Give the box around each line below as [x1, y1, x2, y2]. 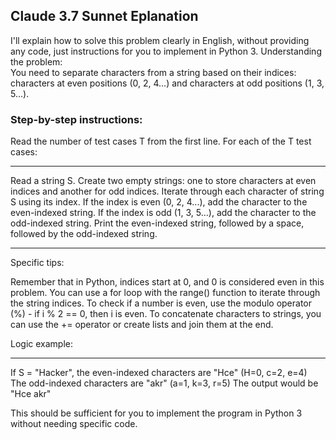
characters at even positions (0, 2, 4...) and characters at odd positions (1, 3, [10, 77, 325, 89]
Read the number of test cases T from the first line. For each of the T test [10, 135, 312, 148]
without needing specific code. [10, 418, 138, 430]
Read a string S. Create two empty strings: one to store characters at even [10, 175, 317, 187]
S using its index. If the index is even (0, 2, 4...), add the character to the [10, 196, 308, 208]
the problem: [10, 55, 63, 68]
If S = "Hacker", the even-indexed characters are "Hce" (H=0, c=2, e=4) [10, 367, 308, 379]
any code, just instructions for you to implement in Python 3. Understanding [10, 45, 322, 57]
